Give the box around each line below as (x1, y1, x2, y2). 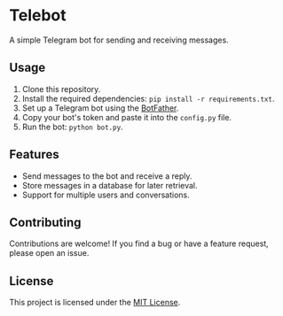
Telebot (9, 5, 67, 26)
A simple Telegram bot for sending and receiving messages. (9, 35, 229, 45)
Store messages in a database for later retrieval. (21, 180, 198, 190)
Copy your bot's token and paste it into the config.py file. (21, 112, 232, 122)
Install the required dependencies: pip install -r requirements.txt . (21, 93, 275, 104)
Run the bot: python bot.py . (21, 121, 123, 132)
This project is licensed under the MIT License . (9, 297, 181, 308)
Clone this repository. (21, 83, 101, 94)
